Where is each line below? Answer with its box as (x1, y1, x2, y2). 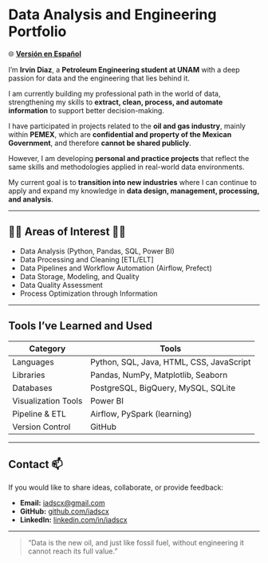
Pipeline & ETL (12, 408, 66, 419)
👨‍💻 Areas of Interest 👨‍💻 (8, 225, 126, 238)
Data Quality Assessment (19, 280, 104, 289)
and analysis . (8, 194, 53, 204)
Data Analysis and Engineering (8, 6, 217, 24)
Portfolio (8, 22, 67, 41)
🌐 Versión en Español (8, 49, 81, 58)
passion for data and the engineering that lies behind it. (8, 73, 190, 83)
